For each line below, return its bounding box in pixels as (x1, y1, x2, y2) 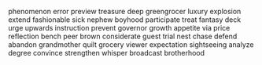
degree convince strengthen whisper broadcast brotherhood (8, 49, 205, 57)
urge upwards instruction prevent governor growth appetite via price (8, 23, 231, 32)
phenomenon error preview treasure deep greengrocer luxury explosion (8, 7, 242, 16)
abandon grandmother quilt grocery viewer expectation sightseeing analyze (8, 40, 254, 49)
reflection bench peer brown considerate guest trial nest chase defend (8, 31, 238, 41)
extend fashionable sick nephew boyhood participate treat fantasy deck (8, 15, 242, 24)
